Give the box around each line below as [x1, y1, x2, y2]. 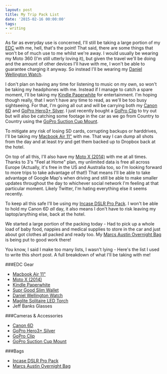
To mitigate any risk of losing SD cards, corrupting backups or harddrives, [5, 128, 157, 134]
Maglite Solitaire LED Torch [12, 298, 68, 304]
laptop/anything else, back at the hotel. [5, 211, 86, 217]
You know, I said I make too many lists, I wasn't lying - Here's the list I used [5, 246, 159, 252]
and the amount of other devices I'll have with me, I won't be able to [5, 61, 145, 67]
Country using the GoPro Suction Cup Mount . [5, 118, 99, 124]
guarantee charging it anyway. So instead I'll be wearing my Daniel [5, 66, 142, 72]
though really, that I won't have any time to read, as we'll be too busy [5, 97, 147, 103]
